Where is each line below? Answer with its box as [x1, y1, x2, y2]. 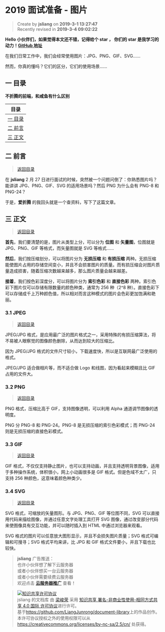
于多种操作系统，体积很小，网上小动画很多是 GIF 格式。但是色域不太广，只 [5, 469, 157, 475]
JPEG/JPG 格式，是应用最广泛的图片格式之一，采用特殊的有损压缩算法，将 [5, 332, 156, 338]
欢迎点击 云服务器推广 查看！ [17, 580, 76, 586]
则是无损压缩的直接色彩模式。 [5, 428, 65, 434]
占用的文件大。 [5, 371, 35, 377]
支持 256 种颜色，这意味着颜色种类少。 [5, 475, 84, 481]
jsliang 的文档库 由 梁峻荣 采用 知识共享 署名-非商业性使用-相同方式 [17, 597, 154, 603]
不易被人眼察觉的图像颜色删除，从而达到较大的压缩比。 [5, 338, 117, 343]
